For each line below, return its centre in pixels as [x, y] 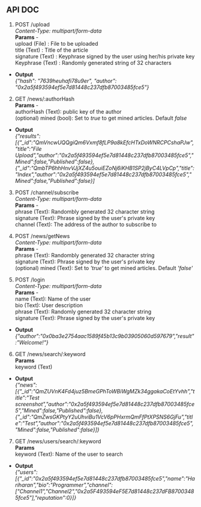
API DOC [23, 10]
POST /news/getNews [42, 236]
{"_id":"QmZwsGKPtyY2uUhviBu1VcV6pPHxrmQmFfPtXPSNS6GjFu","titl [104, 417]
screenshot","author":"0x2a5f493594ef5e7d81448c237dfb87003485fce [105, 404]
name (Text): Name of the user [53, 299]
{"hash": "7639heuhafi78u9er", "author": [66, 81]
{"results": [28, 136]
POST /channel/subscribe [47, 192]
